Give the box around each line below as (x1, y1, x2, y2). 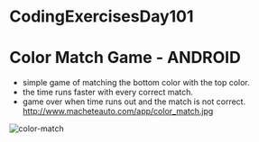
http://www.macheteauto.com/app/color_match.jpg (22, 106, 214, 117)
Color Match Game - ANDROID (9, 48, 241, 68)
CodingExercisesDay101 (9, 6, 194, 27)
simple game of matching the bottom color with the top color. (22, 77, 250, 88)
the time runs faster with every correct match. (22, 87, 194, 98)
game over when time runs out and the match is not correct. (22, 96, 246, 107)
